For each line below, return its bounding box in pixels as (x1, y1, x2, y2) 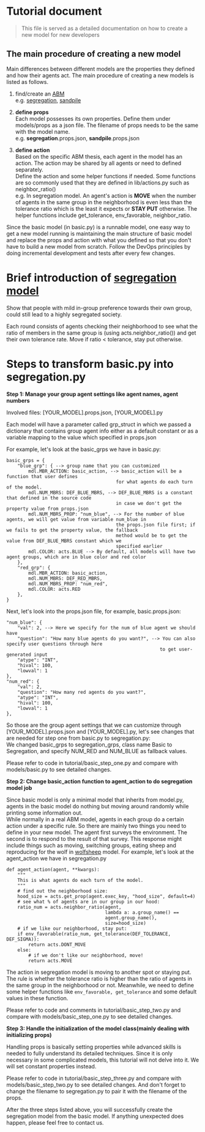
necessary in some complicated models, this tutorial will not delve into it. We (6, 1056, 199, 1063)
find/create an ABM (15, 90, 65, 97)
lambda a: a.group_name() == (105, 909, 179, 916)
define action (15, 146, 50, 154)
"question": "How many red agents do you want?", (17, 689, 147, 695)
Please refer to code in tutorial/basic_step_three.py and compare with (6, 1074, 182, 1082)
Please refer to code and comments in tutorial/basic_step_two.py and (6, 1006, 181, 1014)
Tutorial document (6, 4, 102, 18)
